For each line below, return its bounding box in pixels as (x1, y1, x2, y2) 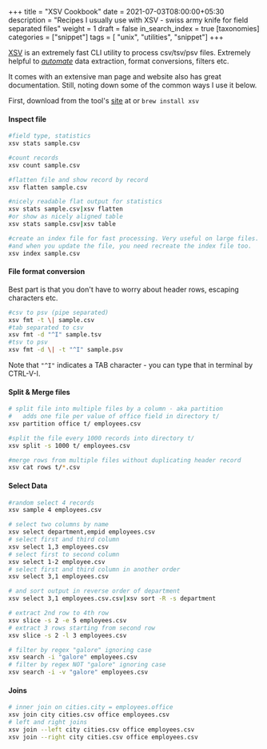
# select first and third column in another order (8, 565, 181, 574)
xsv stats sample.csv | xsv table (8, 220, 116, 228)
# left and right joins (8, 719, 88, 727)
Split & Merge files (8, 387, 70, 397)
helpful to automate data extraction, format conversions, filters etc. (8, 56, 229, 66)
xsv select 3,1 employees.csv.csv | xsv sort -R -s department (8, 594, 217, 603)
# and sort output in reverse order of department (8, 587, 181, 595)
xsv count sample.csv (8, 161, 81, 169)
